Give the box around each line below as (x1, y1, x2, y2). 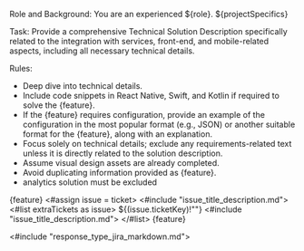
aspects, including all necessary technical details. (9, 45, 195, 56)
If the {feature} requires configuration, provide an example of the (22, 110, 266, 120)
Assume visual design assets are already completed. (22, 158, 220, 168)
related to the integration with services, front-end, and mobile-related (9, 36, 270, 46)
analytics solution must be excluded (22, 177, 157, 188)
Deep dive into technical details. (22, 81, 143, 91)
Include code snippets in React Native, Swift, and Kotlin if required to (22, 91, 279, 101)
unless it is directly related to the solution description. (22, 148, 223, 159)
